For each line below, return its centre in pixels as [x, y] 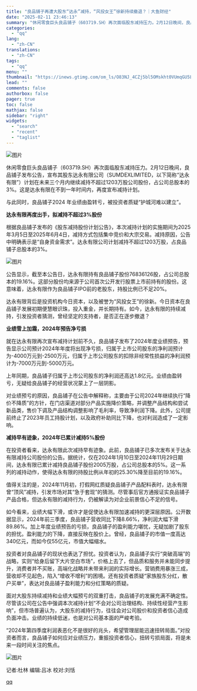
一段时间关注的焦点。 [37, 645]
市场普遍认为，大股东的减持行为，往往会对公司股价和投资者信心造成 [106, 610]
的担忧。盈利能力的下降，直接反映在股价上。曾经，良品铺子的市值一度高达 [96, 534]
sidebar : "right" [27, 115]
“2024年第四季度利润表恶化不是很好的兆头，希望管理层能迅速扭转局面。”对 [96, 630]
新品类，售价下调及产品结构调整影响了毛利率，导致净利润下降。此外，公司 [96, 410]
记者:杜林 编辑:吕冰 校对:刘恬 [40, 670]
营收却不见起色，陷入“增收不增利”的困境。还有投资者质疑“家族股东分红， [94, 576]
